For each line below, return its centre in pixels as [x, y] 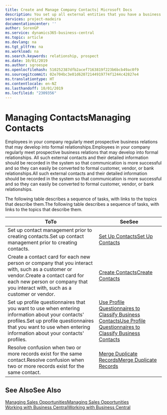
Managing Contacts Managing [68, 118]
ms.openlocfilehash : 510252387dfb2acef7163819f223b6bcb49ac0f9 [72, 70]
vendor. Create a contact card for [46, 275]
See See [129, 222]
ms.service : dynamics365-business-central [50, 33]
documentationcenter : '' [31, 24]
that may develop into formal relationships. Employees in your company [78, 147]
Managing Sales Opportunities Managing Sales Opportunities [67, 402]
